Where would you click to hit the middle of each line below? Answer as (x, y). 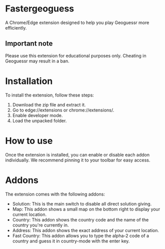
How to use (29, 141)
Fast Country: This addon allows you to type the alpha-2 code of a (80, 235)
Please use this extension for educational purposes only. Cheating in (76, 55)
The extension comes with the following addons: (55, 194)
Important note (29, 44)
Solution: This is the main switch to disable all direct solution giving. (82, 203)
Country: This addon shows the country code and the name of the (80, 219)
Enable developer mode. (37, 115)
